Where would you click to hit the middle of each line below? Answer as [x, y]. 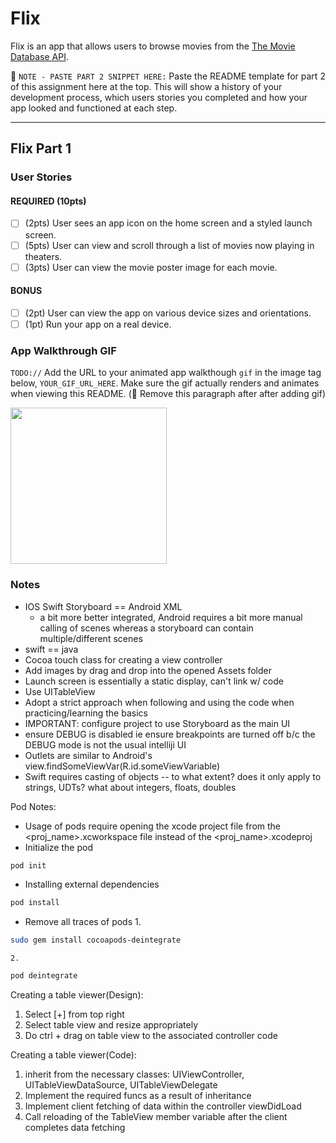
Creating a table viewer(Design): [77, 995]
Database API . [39, 56]
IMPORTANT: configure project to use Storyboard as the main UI [157, 723]
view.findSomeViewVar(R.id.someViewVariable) [122, 766]
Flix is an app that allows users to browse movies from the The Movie [153, 46]
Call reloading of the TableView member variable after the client [156, 1117]
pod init [28, 865]
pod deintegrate [44, 976]
